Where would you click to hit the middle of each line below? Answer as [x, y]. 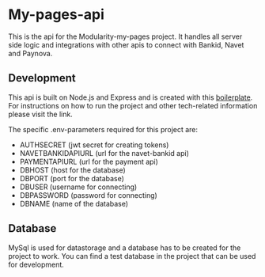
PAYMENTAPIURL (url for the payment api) [89, 161]
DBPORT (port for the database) [72, 178]
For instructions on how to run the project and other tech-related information [133, 105]
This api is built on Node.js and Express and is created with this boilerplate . [131, 97]
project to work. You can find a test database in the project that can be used [132, 256]
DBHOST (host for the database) [73, 170]
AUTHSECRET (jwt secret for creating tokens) [94, 145]
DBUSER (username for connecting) [78, 187]
